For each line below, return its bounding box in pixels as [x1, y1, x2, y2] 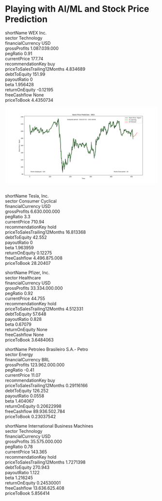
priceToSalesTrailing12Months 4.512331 [5, 306, 83, 312]
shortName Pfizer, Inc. [5, 270, 50, 276]
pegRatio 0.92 [5, 291, 33, 297]
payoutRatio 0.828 [5, 316, 42, 322]
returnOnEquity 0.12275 [5, 250, 52, 256]
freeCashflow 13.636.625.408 [5, 485, 65, 491]
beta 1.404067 [5, 398, 34, 404]
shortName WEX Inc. [5, 30, 47, 36]
